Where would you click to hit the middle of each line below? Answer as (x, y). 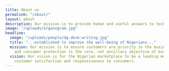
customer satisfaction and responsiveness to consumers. (75, 61)
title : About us (22, 10)
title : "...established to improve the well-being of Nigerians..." (83, 42)
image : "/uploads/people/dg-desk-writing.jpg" (59, 38)
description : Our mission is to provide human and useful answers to (80, 24)
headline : (16, 33)
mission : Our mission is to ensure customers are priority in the (81, 47)
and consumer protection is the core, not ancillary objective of (85, 51)
